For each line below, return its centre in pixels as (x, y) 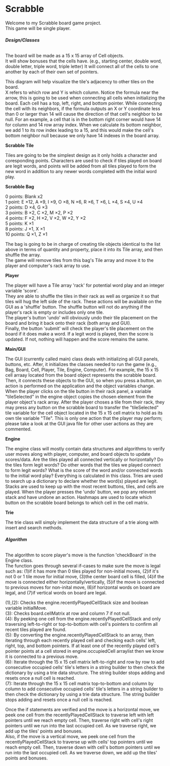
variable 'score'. (22, 291)
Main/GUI (15, 349)
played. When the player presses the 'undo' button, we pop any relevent (81, 492)
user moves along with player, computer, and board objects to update (78, 454)
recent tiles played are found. (36, 629)
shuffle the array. (23, 255)
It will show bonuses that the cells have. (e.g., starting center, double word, (84, 61)
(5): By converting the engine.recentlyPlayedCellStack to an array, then (79, 635)
